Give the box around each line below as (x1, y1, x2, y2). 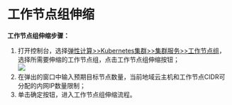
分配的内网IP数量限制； (17, 81, 87, 89)
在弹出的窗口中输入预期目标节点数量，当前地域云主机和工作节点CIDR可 (17, 72, 226, 81)
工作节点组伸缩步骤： (7, 31, 70, 40)
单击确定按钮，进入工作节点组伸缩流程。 (17, 90, 136, 99)
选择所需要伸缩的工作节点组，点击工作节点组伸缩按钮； (17, 55, 179, 64)
